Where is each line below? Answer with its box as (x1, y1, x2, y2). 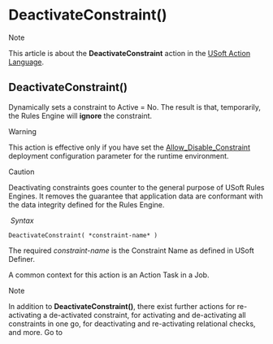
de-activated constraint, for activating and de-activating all (49, 310, 246, 320)
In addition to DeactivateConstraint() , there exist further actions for (8, 301, 236, 311)
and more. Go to (8, 327, 63, 337)
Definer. (8, 254, 35, 263)
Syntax (10, 216, 34, 225)
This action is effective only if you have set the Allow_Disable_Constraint (8, 142, 250, 152)
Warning (8, 126, 37, 136)
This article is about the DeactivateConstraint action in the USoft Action (8, 48, 250, 58)
